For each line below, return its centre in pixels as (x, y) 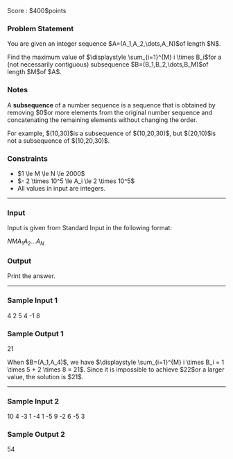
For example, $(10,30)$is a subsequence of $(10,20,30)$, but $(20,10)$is (112, 133)
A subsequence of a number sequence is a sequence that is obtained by (112, 105)
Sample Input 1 (32, 300)
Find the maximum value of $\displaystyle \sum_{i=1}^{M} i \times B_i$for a (114, 57)
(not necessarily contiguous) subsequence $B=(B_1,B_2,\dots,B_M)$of (108, 64)
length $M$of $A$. (34, 72)
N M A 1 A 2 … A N (26, 242)
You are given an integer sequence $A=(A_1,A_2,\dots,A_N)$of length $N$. (114, 44)
